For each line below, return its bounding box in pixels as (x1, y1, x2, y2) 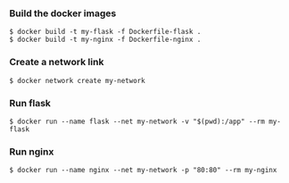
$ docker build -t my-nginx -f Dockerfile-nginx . (9, 35, 202, 45)
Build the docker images (9, 7, 117, 20)
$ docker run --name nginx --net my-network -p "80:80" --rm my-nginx (9, 166, 277, 175)
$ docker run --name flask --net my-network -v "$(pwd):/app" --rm (9, 117, 266, 126)
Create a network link (9, 56, 104, 69)
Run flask (9, 96, 52, 109)
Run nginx (9, 146, 54, 158)
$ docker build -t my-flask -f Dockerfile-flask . (9, 28, 202, 37)
